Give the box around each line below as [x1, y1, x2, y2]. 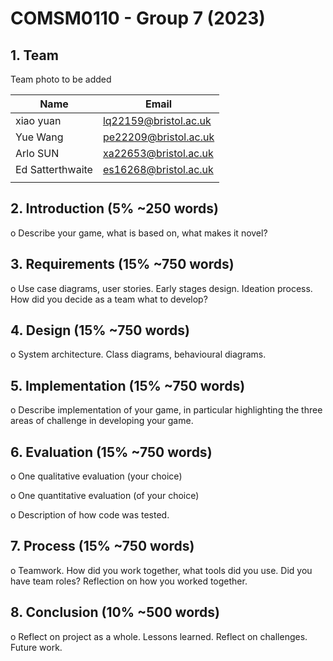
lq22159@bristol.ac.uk [102, 114, 212, 127]
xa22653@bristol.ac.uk [102, 147, 214, 160]
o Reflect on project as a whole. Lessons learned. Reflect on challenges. [10, 630, 308, 642]
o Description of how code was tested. [10, 509, 170, 521]
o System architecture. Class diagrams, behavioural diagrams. [10, 348, 267, 361]
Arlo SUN [15, 147, 60, 160]
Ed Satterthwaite [15, 163, 93, 176]
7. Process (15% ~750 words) [10, 538, 195, 555]
